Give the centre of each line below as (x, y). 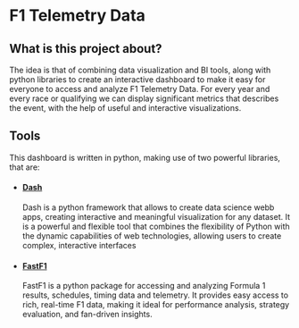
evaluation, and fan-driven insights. (87, 315)
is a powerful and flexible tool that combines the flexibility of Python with (156, 227)
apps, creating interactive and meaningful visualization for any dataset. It (156, 217)
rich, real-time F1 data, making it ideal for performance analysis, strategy (156, 305)
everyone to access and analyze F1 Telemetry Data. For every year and (140, 89)
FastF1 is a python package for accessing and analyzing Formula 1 (144, 286)
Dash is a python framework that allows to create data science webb (148, 207)
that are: (25, 167)
